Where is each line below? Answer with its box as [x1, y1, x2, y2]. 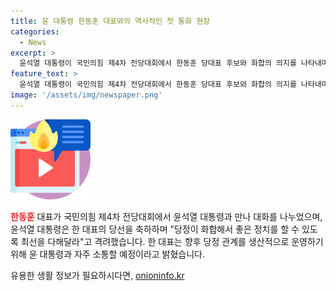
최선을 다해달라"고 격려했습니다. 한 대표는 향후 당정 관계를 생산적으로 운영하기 [20, 235, 324, 247]
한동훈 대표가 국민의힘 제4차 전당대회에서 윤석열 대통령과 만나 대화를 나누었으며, [10, 210, 323, 222]
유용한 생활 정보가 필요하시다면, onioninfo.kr [10, 269, 185, 281]
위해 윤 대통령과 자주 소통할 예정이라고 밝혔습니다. [10, 248, 206, 260]
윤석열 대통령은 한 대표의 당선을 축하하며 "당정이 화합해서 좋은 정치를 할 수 [10, 223, 300, 235]
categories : [10, 26, 60, 37]
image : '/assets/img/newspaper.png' [10, 90, 163, 100]
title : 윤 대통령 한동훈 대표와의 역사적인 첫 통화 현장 [10, 16, 211, 26]
